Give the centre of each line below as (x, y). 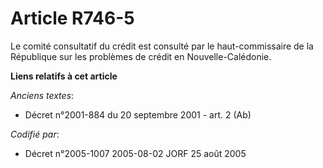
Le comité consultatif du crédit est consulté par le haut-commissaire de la (162, 46)
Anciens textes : (42, 95)
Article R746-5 (72, 18)
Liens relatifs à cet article (64, 76)
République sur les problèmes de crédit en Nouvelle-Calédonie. (141, 56)
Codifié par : (35, 134)
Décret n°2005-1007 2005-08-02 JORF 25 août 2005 (135, 153)
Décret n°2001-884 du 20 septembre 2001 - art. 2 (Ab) (138, 114)
